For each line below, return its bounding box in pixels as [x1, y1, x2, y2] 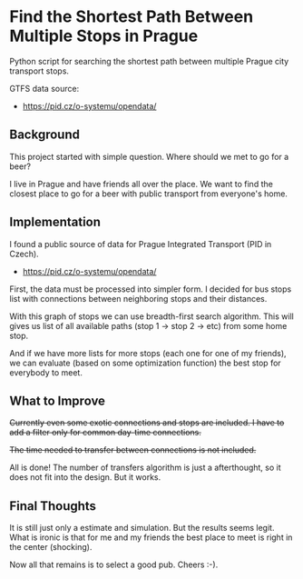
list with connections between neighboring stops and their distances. [9, 293, 268, 304]
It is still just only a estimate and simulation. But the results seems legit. [9, 523, 275, 534]
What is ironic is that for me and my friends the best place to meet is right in [9, 532, 293, 543]
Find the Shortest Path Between [9, 6, 254, 27]
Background [9, 127, 80, 143]
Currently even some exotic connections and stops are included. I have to [9, 417, 285, 428]
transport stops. [9, 65, 70, 76]
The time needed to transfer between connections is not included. [9, 444, 257, 455]
